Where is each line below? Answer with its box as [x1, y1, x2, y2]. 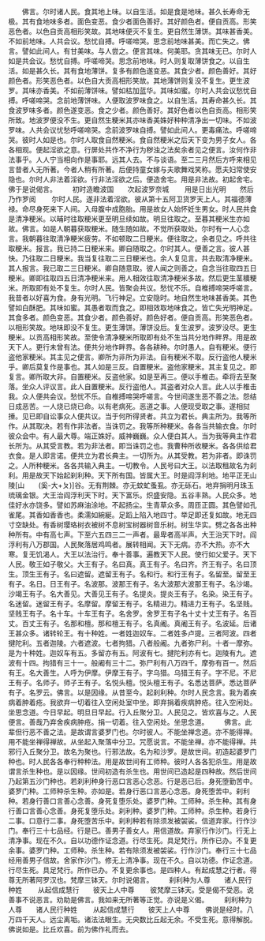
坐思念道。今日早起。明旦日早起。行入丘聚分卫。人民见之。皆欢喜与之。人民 [8, 707, 257, 717]
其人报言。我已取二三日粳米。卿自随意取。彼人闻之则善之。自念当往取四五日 [8, 264, 257, 272]
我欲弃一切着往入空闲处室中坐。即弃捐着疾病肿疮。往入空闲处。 [49, 698, 257, 707]
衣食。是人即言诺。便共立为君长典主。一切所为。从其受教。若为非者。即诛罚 [8, 451, 257, 460]
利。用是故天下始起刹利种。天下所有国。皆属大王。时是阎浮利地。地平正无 [8, 470, 250, 480]
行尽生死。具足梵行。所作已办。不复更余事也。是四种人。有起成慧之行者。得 [8, 865, 257, 875]
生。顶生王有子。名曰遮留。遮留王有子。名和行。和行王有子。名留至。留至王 [8, 569, 257, 579]
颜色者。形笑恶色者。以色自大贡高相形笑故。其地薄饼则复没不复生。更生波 [8, 76, 250, 85]
